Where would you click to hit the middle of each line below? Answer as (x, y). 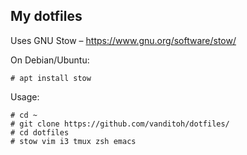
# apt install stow (51, 78)
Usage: (25, 96)
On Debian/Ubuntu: (50, 60)
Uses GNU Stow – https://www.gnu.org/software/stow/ (123, 40)
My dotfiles (46, 16)
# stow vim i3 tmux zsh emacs (73, 141)
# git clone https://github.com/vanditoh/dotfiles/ (120, 124)
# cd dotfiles (40, 132)
